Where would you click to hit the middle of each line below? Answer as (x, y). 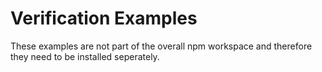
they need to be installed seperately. (85, 56)
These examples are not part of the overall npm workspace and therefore (161, 46)
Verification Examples (104, 18)
